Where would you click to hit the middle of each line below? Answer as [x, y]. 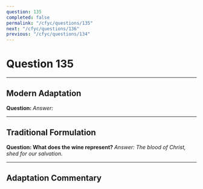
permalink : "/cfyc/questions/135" [50, 23]
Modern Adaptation [44, 94]
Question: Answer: [30, 108]
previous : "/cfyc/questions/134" [48, 34]
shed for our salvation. [34, 153]
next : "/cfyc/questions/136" [43, 29]
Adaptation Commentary [54, 178]
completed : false [28, 17]
